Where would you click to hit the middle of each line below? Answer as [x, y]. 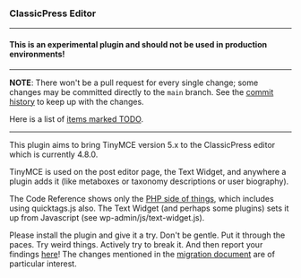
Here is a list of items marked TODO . [77, 118]
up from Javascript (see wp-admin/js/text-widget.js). [107, 217]
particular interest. [43, 264]
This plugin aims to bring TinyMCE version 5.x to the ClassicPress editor [142, 144]
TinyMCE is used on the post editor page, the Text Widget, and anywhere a [148, 171]
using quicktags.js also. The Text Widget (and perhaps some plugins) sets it [149, 208]
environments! [37, 54]
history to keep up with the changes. [77, 101]
